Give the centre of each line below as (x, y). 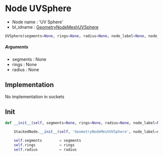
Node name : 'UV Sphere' (38, 22)
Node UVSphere (38, 9)
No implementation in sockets (35, 96)
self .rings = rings (44, 145)
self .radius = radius (45, 149)
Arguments (17, 47)
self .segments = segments (48, 141)
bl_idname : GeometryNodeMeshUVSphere (55, 27)
